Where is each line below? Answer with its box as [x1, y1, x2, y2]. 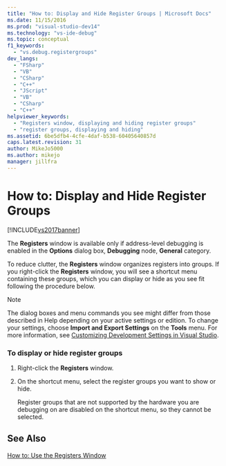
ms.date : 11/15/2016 [7, 17, 67, 24]
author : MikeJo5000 [7, 145, 64, 152]
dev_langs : [7, 55, 39, 62]
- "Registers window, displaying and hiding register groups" [13, 119, 196, 127]
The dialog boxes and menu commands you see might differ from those [7, 309, 211, 317]
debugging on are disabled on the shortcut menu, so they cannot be [17, 405, 211, 413]
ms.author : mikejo [7, 152, 60, 159]
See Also [7, 433, 46, 445]
